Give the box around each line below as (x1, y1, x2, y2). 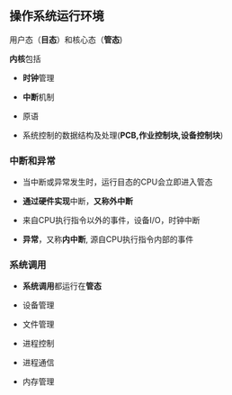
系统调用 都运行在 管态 (22, 281, 102, 292)
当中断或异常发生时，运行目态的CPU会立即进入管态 (22, 176, 213, 187)
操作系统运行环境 (9, 8, 104, 24)
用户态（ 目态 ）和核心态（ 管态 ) (9, 34, 123, 45)
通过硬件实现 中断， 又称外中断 (22, 196, 133, 207)
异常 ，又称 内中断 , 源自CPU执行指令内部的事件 (22, 234, 194, 245)
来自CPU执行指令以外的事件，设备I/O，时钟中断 (22, 215, 201, 226)
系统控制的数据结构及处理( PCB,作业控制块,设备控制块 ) (22, 130, 224, 140)
